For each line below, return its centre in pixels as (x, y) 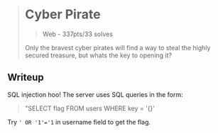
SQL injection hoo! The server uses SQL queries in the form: (95, 94)
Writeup (26, 77)
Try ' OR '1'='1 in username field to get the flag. (79, 122)
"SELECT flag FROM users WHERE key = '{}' (89, 108)
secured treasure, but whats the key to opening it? (98, 55)
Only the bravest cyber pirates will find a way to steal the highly (118, 47)
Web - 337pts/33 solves (78, 34)
